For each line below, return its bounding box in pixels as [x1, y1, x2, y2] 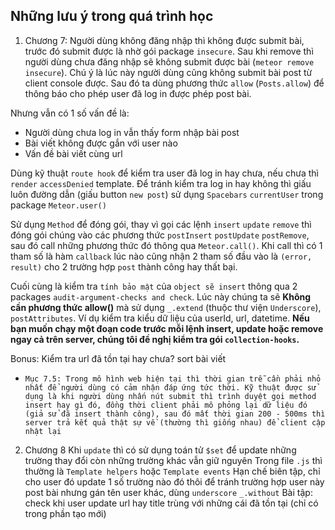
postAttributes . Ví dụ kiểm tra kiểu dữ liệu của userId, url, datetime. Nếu [10, 312, 310, 324]
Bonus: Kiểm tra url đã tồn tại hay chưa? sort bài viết [10, 352, 227, 364]
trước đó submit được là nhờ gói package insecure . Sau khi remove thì [24, 45, 314, 57]
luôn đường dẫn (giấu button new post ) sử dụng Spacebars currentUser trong [10, 188, 324, 200]
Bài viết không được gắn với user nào [24, 137, 178, 149]
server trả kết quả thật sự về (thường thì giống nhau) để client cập [24, 417, 326, 428]
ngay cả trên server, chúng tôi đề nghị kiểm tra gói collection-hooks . [10, 333, 300, 345]
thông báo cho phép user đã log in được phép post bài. [24, 87, 252, 99]
